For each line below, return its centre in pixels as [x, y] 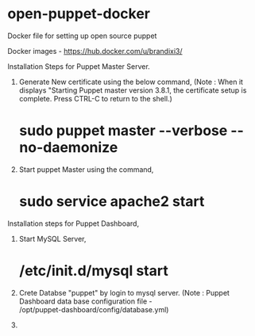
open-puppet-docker [79, 14]
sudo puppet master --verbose [123, 131]
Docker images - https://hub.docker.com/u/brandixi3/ [95, 51]
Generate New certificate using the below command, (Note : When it [131, 82]
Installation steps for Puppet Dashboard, [73, 223]
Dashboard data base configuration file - [85, 301]
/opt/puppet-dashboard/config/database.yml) [94, 309]
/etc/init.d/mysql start [93, 271]
